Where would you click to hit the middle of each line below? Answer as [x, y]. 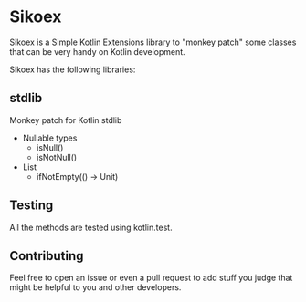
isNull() [50, 147]
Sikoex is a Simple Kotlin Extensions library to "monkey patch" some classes [153, 42]
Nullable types [50, 138]
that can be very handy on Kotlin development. [97, 51]
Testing [32, 206]
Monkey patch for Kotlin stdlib [66, 120]
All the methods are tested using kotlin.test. [91, 227]
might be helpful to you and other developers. [95, 287]
